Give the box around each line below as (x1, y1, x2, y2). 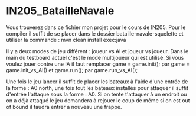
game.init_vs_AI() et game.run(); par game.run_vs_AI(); (6, 66, 138, 73)
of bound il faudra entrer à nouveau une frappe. (6, 103, 122, 110)
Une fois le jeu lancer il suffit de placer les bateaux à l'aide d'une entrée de (6, 78, 188, 85)
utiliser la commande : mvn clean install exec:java (6, 36, 126, 43)
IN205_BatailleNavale (6, 4, 115, 18)
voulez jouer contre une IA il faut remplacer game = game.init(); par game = (6, 60, 190, 67)
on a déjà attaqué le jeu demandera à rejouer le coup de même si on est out (6, 96, 190, 104)
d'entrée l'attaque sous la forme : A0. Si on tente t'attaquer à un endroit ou (6, 91, 187, 98)
